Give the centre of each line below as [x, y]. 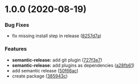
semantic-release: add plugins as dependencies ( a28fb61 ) [73, 65]
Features [16, 49]
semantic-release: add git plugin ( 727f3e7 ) [57, 60]
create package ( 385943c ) [40, 76]
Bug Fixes [17, 25]
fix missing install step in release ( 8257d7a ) [56, 36]
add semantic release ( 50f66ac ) [45, 70]
